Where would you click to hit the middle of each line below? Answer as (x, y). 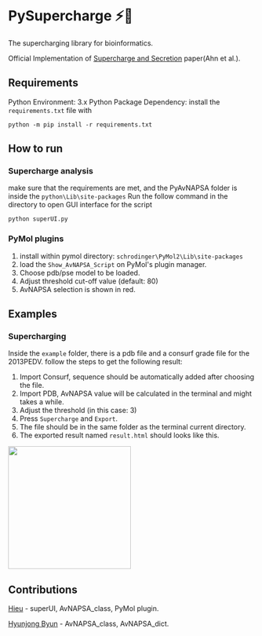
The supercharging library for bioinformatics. (81, 43)
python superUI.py (38, 219)
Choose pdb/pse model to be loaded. (80, 272)
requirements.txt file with (50, 110)
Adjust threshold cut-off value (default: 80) (89, 281)
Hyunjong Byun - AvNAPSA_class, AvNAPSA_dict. (89, 624)
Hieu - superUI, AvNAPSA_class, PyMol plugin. (84, 609)
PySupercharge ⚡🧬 (71, 16)
